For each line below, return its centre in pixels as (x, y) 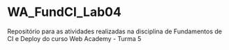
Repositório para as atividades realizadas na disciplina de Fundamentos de (114, 31)
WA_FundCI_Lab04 (65, 12)
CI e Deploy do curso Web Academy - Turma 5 (74, 38)
